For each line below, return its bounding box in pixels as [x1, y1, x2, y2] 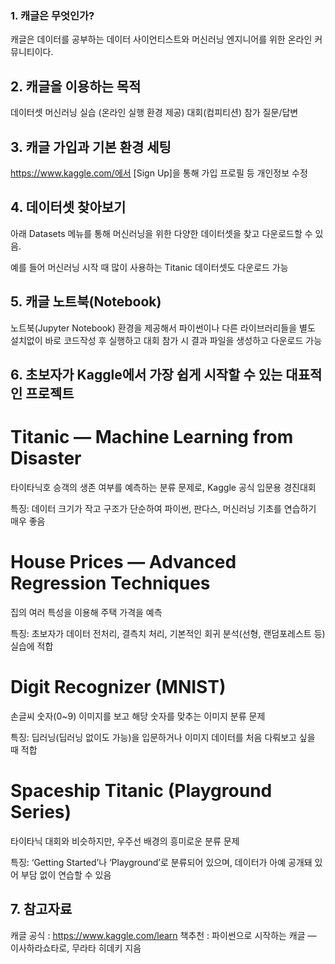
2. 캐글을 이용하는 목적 [10, 78, 142, 95]
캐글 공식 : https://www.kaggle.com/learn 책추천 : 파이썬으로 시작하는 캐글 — [10, 929, 317, 941]
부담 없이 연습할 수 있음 [20, 868, 112, 881]
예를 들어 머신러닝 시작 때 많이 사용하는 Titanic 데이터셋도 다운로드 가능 [10, 261, 289, 273]
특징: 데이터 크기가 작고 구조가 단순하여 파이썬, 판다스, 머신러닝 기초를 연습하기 [10, 502, 317, 514]
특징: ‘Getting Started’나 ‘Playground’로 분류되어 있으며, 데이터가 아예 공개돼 [10, 856, 313, 868]
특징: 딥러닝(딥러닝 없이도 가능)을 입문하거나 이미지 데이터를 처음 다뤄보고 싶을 [10, 731, 316, 743]
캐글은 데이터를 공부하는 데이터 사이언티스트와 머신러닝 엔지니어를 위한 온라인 [10, 33, 313, 46]
